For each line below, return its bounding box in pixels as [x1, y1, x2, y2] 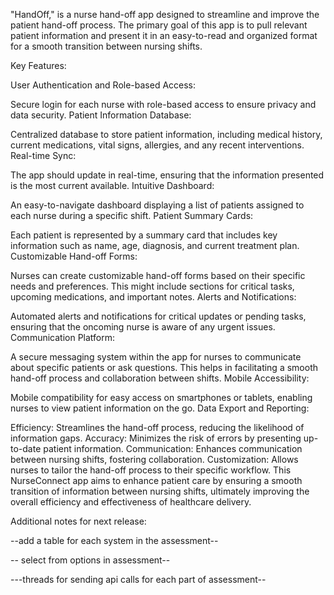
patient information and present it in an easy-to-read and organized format [10, 30, 318, 41]
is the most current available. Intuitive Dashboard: [10, 180, 215, 191]
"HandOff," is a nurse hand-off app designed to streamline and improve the [10, 9, 320, 20]
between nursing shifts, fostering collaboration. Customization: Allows [10, 454, 299, 465]
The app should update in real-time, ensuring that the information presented [10, 169, 325, 181]
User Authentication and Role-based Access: [10, 79, 197, 91]
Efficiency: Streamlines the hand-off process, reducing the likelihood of [10, 422, 305, 433]
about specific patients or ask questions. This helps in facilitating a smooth [10, 362, 318, 373]
